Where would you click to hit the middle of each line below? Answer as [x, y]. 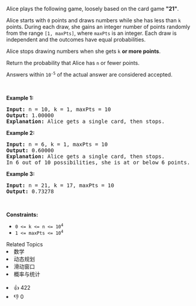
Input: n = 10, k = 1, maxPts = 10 [59, 109]
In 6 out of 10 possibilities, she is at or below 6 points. [98, 162]
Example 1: [20, 98]
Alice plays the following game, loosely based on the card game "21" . [93, 9]
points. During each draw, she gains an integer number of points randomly [98, 27]
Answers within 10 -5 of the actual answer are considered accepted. [89, 74]
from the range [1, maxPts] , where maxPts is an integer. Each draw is [92, 33]
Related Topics [25, 244]
